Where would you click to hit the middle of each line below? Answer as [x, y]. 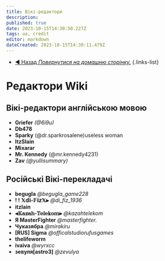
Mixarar [25, 148]
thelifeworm [30, 239]
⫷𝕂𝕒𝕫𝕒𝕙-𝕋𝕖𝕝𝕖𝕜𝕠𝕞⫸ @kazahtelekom [59, 213]
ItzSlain [24, 142]
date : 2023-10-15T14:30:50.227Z [46, 28]
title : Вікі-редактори [34, 12]
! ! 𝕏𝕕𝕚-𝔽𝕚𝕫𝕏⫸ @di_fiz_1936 [48, 200]
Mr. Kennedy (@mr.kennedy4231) [57, 154]
